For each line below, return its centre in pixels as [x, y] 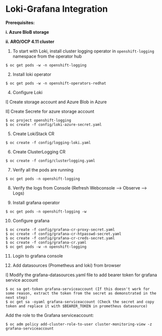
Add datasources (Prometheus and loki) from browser [67, 265]
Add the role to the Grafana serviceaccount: [50, 315]
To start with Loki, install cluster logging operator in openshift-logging [83, 51]
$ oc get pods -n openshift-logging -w [46, 212]
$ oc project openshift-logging [38, 120]
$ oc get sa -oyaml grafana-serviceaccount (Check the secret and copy [80, 302]
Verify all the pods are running [43, 169]
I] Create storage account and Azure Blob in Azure [56, 102]
